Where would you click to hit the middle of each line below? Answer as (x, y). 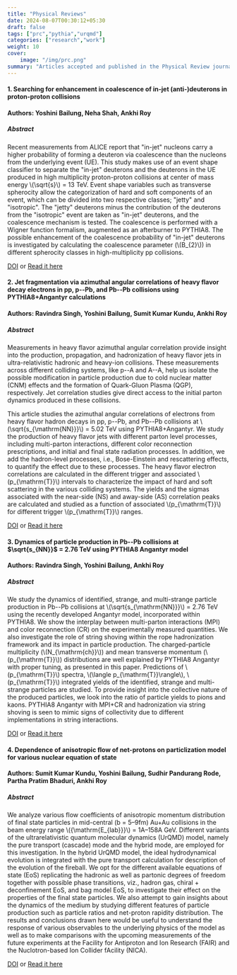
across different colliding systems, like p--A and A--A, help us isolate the (113, 370)
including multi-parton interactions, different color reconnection (100, 444)
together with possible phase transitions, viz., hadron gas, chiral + (103, 883)
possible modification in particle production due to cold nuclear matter (110, 377)
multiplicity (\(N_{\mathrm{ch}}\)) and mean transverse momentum (105, 652)
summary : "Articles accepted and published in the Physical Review (109, 67)
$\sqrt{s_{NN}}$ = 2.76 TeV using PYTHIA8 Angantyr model (98, 549)
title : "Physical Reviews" (47, 14)
